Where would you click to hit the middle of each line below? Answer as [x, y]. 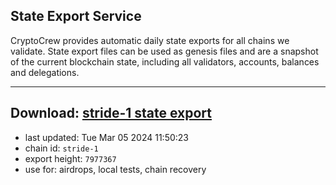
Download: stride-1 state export [111, 113]
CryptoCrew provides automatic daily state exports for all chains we [150, 40]
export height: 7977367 [70, 158]
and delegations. [45, 72]
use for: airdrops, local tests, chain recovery [115, 169]
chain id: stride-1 [61, 148]
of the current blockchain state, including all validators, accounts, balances [165, 61]
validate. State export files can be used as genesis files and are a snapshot [164, 51]
